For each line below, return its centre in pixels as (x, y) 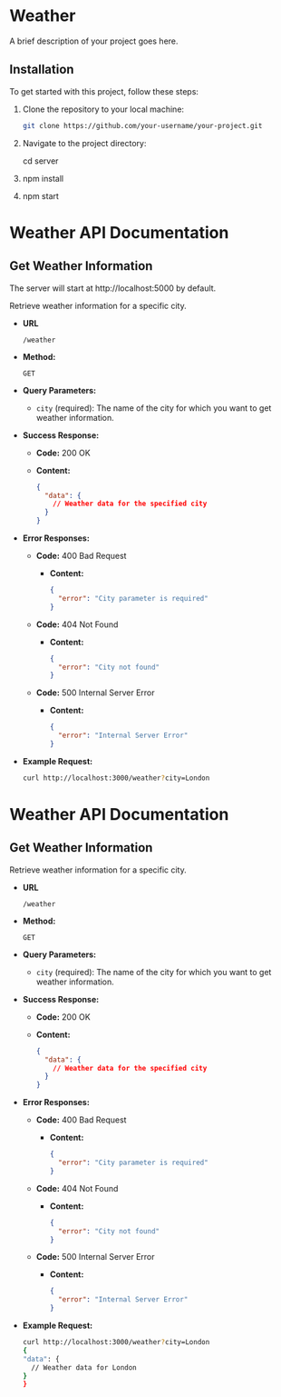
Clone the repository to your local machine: (103, 109)
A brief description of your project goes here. (94, 41)
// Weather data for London (84, 1367)
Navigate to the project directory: (84, 143)
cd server (40, 161)
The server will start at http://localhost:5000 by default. (113, 288)
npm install (43, 178)
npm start (40, 195)
